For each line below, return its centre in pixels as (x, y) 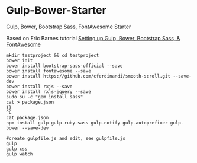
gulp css (17, 149)
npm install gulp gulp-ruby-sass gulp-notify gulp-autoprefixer (87, 123)
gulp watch (20, 154)
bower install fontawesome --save (49, 71)
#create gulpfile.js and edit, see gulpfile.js (66, 138)
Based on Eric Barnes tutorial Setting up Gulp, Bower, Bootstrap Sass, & (93, 38)
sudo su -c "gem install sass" (45, 97)
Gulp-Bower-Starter (56, 10)
